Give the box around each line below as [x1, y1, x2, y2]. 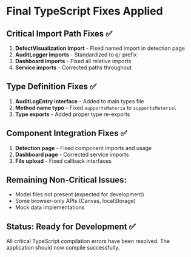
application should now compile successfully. [6, 244, 120, 252]
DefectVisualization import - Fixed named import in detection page [15, 44, 185, 52]
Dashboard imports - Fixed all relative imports [15, 58, 132, 64]
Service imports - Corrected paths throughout [15, 64, 132, 71]
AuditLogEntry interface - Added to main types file [15, 97, 144, 105]
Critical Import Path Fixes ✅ [6, 29, 113, 39]
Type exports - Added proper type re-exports [15, 111, 130, 118]
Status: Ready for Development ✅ [6, 221, 136, 231]
